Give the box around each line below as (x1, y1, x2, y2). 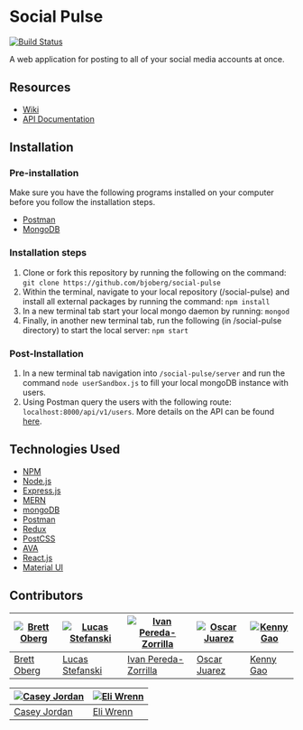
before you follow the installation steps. (9, 197, 156, 208)
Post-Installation (9, 347, 84, 360)
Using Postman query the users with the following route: (22, 397, 232, 407)
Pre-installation (9, 167, 79, 180)
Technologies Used (9, 442, 120, 457)
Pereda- (147, 652, 185, 665)
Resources (9, 80, 71, 96)
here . (22, 416, 42, 426)
